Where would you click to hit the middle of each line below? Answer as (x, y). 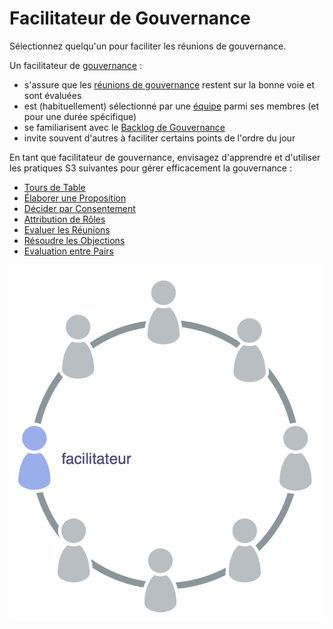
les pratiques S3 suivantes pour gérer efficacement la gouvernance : (150, 168)
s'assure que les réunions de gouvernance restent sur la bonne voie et (169, 84)
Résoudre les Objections (74, 240)
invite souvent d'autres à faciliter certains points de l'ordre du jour (159, 138)
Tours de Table (54, 187)
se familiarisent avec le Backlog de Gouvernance (124, 127)
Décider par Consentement (79, 208)
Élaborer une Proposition (75, 198)
